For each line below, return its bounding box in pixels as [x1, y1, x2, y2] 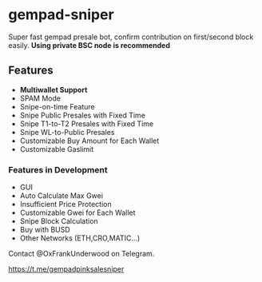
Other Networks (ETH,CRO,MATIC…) [19, 233, 141, 243]
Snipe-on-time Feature [19, 101, 95, 111]
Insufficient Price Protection [19, 200, 112, 209]
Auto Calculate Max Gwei [19, 191, 104, 201]
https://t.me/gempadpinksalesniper [8, 264, 125, 274]
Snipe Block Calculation [19, 216, 98, 226]
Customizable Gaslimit [19, 144, 94, 153]
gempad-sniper [8, 6, 114, 24]
